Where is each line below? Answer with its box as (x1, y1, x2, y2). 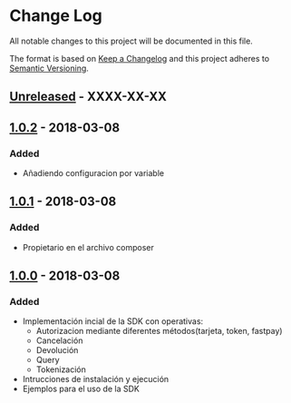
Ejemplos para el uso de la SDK (22, 383, 141, 395)
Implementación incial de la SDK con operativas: (22, 316, 204, 327)
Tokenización (35, 364, 86, 375)
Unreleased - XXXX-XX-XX (9, 89, 168, 104)
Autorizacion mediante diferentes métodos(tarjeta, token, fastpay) (35, 326, 283, 337)
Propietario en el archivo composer (22, 241, 154, 252)
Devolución (35, 345, 79, 356)
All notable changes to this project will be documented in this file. (9, 35, 254, 46)
